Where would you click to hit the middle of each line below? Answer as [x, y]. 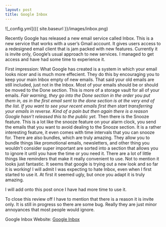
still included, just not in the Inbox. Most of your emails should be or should [82, 84]
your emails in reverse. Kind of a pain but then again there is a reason [77, 111]
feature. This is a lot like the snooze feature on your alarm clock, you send [81, 122]
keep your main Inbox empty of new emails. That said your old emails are [80, 79]
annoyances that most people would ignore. [50, 210]
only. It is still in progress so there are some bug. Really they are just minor [81, 204]
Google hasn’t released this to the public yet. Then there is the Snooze [77, 116]
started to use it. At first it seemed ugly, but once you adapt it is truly [75, 174]
